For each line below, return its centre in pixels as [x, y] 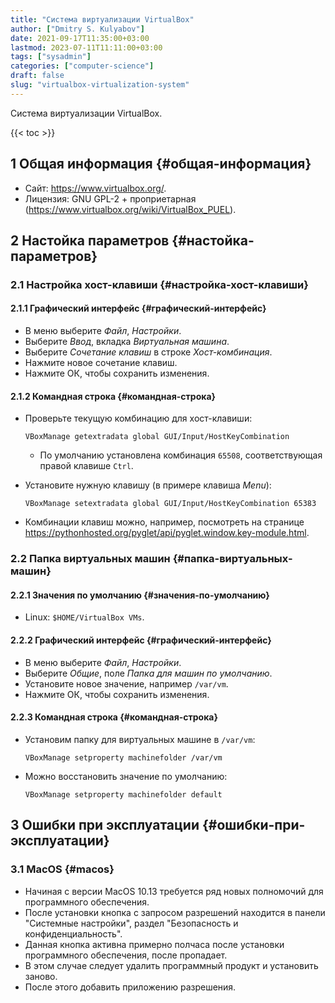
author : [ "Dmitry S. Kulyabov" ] [77, 29]
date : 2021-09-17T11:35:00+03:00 [80, 38]
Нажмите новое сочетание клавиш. [101, 363]
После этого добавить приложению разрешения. [130, 987]
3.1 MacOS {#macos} [62, 869]
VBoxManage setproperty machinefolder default [123, 794]
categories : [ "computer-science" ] [82, 66]
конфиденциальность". [73, 933]
